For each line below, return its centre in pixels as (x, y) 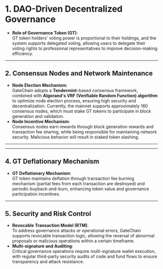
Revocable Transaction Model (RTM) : (50, 226)
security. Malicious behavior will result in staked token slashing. (75, 137)
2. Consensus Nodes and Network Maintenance (79, 73)
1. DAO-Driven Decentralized (64, 9)
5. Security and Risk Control (48, 214)
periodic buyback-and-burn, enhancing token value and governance (81, 189)
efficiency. (22, 53)
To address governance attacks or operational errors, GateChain (76, 231)
